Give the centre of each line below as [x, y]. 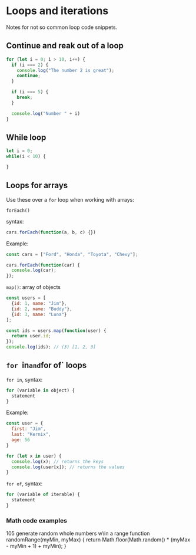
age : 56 [21, 440]
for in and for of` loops [46, 365]
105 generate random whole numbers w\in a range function [78, 533]
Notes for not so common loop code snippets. [62, 27]
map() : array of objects [33, 287]
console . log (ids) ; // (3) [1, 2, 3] [51, 347]
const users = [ [26, 298]
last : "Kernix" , [31, 435]
